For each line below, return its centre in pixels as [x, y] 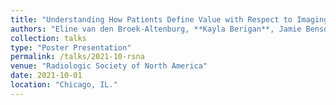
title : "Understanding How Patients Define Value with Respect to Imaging [169, 19]
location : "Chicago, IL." [64, 85]
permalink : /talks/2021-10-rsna [77, 57]
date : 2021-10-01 [46, 76]
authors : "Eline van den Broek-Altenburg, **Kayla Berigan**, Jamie [156, 29]
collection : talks [48, 38]
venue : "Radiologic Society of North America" [109, 66]
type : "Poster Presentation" [71, 47]
